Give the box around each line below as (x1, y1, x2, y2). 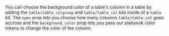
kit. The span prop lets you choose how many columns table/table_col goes (5, 15, 164, 20)
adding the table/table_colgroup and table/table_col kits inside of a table (5, 9, 162, 15)
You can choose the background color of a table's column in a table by (5, 4, 152, 10)
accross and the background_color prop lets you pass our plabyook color (5, 20, 155, 26)
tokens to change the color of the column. (5, 25, 92, 31)
